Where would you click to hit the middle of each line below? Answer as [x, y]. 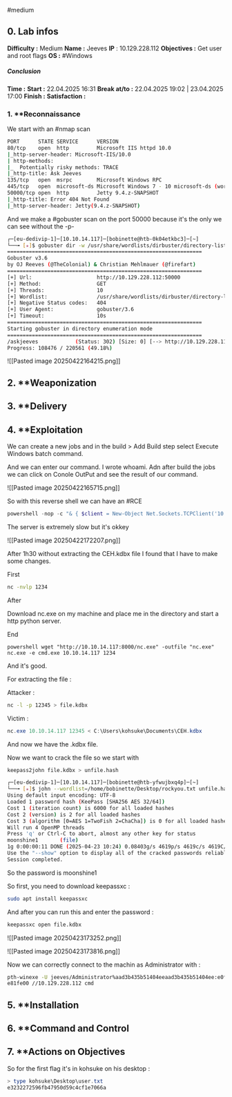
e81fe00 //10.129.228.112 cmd [51, 984]
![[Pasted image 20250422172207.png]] [64, 540]
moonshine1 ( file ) [43, 840]
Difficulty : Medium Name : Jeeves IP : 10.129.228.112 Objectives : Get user [115, 48]
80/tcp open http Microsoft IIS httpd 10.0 [89, 148]
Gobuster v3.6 [28, 258]
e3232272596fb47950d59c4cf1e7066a [57, 1087]
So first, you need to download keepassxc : [69, 886]
